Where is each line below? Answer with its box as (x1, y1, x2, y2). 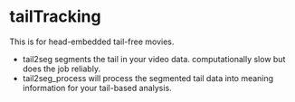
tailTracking (9, 6, 101, 27)
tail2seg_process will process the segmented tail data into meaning (22, 72, 274, 83)
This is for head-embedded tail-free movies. (9, 36, 175, 47)
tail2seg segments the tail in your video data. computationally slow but (22, 53, 286, 64)
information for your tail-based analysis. (22, 82, 172, 93)
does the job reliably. (22, 63, 101, 74)
